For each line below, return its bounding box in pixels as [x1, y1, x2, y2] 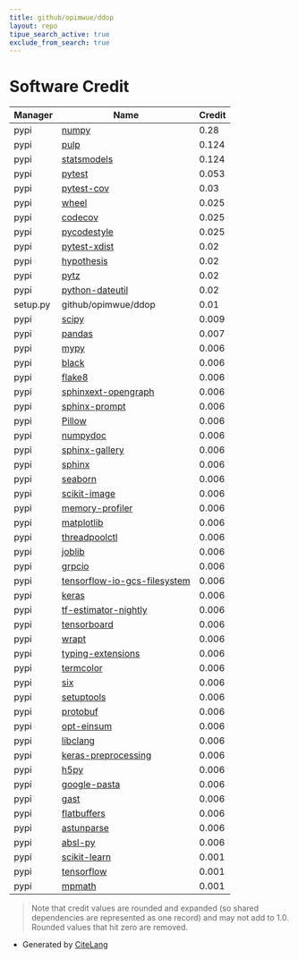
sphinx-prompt [61, 400, 126, 412]
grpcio [61, 560, 89, 573]
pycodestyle [61, 225, 114, 238]
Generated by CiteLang [21, 939, 109, 950]
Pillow [61, 415, 87, 428]
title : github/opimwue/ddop [9, 13, 115, 22]
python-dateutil [61, 284, 129, 296]
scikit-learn [61, 851, 112, 863]
